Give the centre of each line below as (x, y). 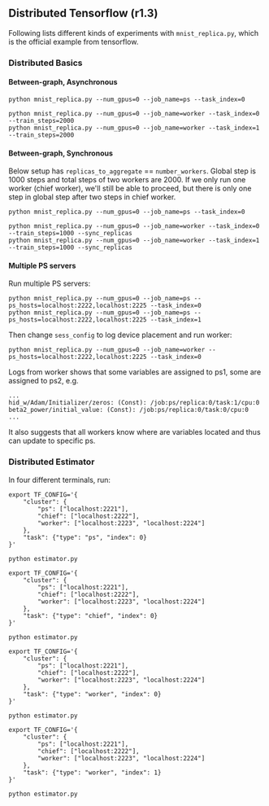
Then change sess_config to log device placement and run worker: (120, 335)
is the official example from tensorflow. (74, 42)
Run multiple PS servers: (50, 283)
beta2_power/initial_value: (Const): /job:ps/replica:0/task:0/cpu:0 (129, 410)
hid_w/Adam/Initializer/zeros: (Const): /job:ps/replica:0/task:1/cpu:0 (134, 403)
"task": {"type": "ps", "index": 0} (85, 537)
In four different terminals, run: (60, 480)
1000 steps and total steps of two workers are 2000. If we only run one (127, 180)
